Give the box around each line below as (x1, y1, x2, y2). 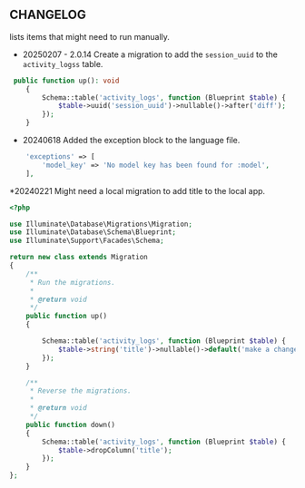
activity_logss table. (22, 58, 103, 69)
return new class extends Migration (9, 253, 148, 262)
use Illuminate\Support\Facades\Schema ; (9, 236, 165, 246)
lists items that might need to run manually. (9, 31, 171, 42)
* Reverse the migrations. (29, 386, 132, 395)
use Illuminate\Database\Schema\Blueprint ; (9, 228, 177, 237)
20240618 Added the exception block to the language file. (22, 135, 241, 146)
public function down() (25, 420, 116, 429)
